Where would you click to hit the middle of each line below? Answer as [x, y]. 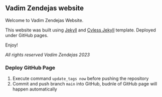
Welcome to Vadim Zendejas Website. [44, 20]
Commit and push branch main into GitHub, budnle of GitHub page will [85, 84]
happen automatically [35, 89]
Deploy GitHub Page [30, 67]
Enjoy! [12, 45]
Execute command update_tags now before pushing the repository [80, 78]
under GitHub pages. [27, 35]
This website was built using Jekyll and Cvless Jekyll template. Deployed [81, 30]
